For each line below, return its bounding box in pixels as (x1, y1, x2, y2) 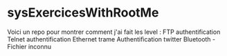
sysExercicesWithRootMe (7, 5, 159, 21)
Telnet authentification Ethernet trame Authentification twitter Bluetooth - (7, 35, 216, 43)
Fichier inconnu (7, 42, 52, 50)
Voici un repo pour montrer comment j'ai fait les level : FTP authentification (7, 28, 221, 36)
